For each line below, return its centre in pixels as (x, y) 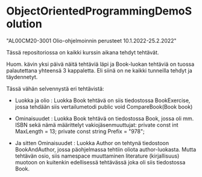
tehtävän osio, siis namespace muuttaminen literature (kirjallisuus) (97, 156)
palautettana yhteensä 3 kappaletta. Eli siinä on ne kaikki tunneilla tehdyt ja (99, 70)
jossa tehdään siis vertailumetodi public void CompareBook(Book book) (104, 106)
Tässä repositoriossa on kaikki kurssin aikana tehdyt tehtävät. (83, 52)
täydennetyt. (22, 77)
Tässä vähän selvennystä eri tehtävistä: (55, 88)
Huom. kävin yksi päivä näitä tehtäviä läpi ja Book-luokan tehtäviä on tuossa (100, 64)
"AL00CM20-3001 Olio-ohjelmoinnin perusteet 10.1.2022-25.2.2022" (91, 40)
